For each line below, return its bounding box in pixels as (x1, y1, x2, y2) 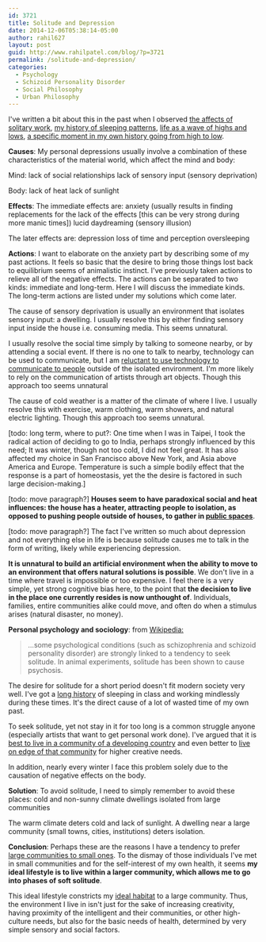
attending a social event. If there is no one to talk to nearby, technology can (8, 347, 255, 357)
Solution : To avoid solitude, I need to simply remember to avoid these (8, 786, 235, 796)
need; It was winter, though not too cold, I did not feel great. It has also (8, 445, 239, 455)
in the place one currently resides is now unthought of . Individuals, (8, 593, 231, 602)
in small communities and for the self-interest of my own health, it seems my (8, 859, 258, 869)
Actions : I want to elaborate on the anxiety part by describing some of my (8, 249, 249, 259)
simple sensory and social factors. (8, 925, 120, 935)
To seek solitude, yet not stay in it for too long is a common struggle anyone (8, 721, 256, 731)
